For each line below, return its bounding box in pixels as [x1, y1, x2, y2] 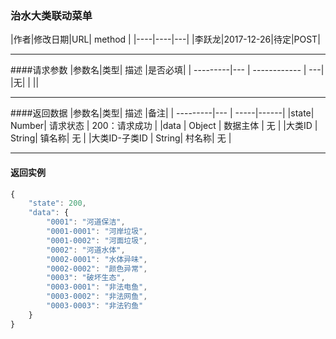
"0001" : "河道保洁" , [46, 217, 126, 227]
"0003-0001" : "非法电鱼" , [46, 282, 148, 292]
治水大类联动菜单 [10, 8, 93, 22]
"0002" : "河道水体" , [46, 245, 126, 255]
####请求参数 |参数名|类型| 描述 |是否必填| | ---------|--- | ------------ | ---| [10, 64, 325, 76]
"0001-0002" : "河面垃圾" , [46, 235, 148, 246]
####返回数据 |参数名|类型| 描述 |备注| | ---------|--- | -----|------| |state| [10, 107, 315, 119]
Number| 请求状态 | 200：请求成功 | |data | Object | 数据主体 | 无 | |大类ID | [10, 120, 318, 132]
